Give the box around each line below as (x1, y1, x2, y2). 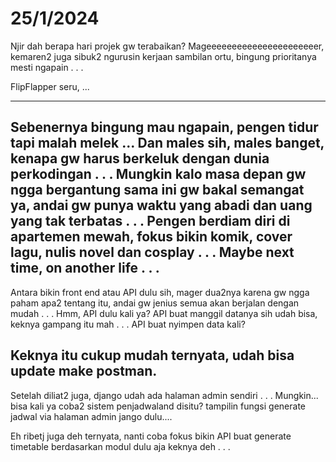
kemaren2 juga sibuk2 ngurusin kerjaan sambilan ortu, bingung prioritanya (10, 50, 317, 62)
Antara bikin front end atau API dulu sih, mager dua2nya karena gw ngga (10, 286, 310, 298)
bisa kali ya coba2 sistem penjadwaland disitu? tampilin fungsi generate (10, 400, 306, 412)
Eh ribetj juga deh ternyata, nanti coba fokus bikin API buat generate (10, 430, 292, 442)
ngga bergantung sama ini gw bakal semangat (10, 182, 305, 199)
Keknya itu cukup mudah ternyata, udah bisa (10, 347, 295, 364)
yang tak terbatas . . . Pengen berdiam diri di (10, 213, 291, 230)
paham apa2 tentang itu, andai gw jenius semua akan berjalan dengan (10, 297, 300, 309)
